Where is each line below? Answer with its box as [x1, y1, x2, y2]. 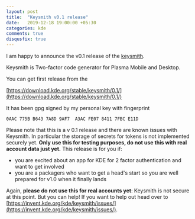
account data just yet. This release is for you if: [6, 146, 122, 152]
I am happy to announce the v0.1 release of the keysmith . [6, 53, 145, 59]
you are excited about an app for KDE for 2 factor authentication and [14, 157, 181, 163]
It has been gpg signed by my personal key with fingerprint [6, 105, 150, 111]
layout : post [6, 8, 38, 15]
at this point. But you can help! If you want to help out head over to [6, 194, 168, 200]
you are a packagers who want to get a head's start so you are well [14, 169, 178, 176]
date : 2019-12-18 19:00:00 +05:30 [6, 20, 96, 25]
